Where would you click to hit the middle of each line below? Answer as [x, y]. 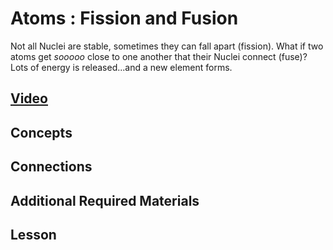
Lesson [33, 234]
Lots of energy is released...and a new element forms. [121, 67]
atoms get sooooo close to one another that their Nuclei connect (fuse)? [159, 56]
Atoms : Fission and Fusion [124, 18]
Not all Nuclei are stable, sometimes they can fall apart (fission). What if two [167, 46]
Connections [51, 167]
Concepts [41, 132]
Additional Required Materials [105, 200]
